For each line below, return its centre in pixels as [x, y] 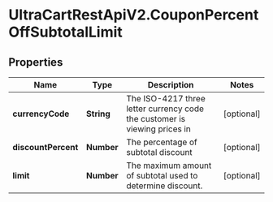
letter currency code [165, 109]
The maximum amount [169, 165]
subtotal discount [159, 152]
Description [171, 85]
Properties [36, 62]
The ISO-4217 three [165, 99]
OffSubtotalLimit [66, 32]
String [99, 114]
